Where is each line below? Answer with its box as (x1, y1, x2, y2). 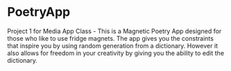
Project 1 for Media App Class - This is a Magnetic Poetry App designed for (7, 27, 222, 35)
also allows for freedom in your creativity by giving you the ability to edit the (7, 49, 224, 57)
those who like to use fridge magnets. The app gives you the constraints (7, 34, 214, 42)
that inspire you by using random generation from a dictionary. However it (7, 41, 219, 50)
